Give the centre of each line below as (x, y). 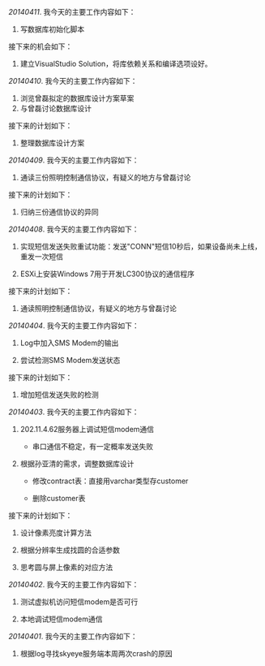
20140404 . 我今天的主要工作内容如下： (74, 326)
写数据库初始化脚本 (52, 29)
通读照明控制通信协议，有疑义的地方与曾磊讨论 (98, 308)
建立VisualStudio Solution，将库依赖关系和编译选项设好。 (116, 64)
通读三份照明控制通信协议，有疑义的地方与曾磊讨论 (105, 177)
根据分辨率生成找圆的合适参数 (70, 550)
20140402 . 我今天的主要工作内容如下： (74, 584)
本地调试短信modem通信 (61, 619)
